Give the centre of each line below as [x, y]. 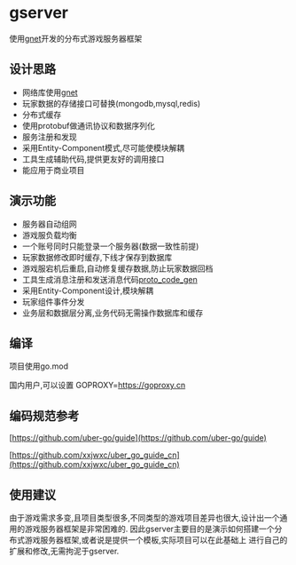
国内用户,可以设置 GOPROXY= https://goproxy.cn [97, 386]
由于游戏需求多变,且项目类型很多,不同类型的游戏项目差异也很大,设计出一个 [145, 517]
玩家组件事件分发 [53, 301]
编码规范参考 [44, 416]
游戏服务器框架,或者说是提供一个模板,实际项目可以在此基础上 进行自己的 [156, 540]
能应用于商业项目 [53, 170]
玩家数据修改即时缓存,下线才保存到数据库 [97, 257]
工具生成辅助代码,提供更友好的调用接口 [93, 159]
